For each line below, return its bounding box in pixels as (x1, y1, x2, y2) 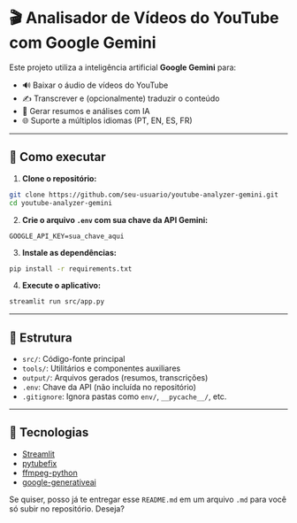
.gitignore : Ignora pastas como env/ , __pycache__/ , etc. (21, 391, 227, 402)
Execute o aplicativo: (21, 281, 102, 291)
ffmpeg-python (21, 467, 78, 478)
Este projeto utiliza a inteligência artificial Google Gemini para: (9, 62, 237, 73)
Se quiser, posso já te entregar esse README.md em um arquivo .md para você (9, 494, 287, 504)
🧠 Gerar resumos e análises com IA (21, 105, 150, 116)
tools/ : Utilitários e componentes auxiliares (21, 363, 181, 373)
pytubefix (21, 458, 57, 468)
